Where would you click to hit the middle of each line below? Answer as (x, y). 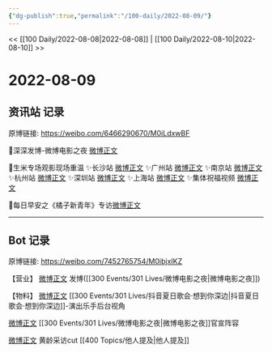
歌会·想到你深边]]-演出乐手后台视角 (67, 306)
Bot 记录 (29, 241)
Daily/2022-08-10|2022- (215, 39)
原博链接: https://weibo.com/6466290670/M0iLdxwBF (99, 133)
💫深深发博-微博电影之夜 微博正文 (63, 150)
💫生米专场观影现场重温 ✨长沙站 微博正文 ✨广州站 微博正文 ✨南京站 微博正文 (136, 168)
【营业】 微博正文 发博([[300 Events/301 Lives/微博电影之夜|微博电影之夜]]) (134, 279)
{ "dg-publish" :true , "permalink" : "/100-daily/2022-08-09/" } (110, 16)
